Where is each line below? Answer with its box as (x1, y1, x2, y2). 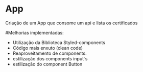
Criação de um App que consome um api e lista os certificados (5, 20, 138, 26)
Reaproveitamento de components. (12, 50, 87, 56)
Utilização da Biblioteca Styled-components (12, 39, 106, 46)
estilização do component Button (12, 61, 83, 67)
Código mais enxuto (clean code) (12, 45, 83, 51)
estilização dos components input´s (12, 55, 88, 61)
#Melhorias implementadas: (5, 29, 64, 35)
